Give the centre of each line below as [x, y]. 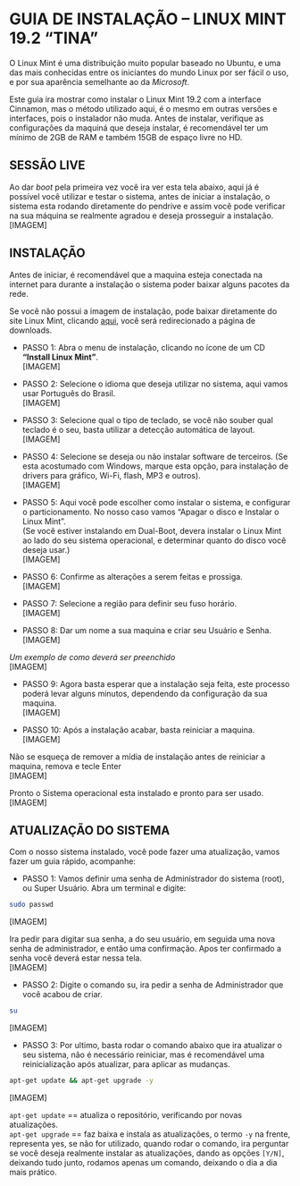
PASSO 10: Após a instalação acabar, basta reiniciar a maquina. [138, 730]
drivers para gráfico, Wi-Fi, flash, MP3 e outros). [111, 475]
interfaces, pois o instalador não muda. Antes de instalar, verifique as [137, 118]
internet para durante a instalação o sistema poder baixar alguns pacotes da [150, 284]
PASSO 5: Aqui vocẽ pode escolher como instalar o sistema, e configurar [156, 502]
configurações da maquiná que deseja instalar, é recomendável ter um [139, 127]
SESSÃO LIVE [47, 165]
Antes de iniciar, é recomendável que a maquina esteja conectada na [136, 275]
